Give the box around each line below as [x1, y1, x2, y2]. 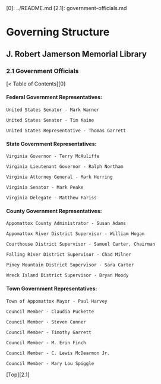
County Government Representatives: [6, 207, 102, 214]
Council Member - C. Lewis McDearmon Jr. [6, 350, 111, 356]
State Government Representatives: [6, 140, 97, 147]
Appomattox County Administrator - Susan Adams [6, 221, 127, 227]
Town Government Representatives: [6, 285, 97, 292]
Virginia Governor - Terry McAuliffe [6, 153, 100, 160]
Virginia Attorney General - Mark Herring [6, 174, 113, 180]
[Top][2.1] [6, 371, 30, 378]
